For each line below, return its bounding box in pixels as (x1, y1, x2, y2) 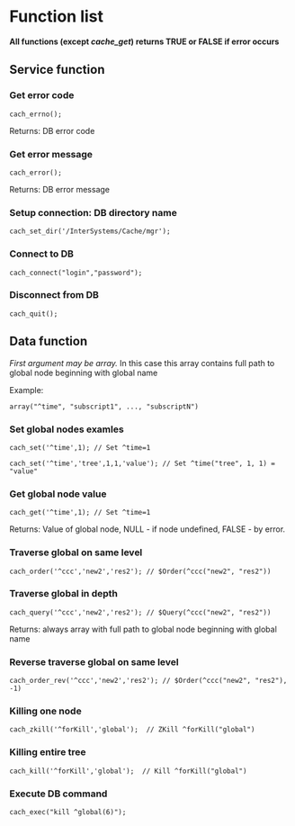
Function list (9, 6, 104, 27)
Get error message (9, 148, 93, 160)
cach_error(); (9, 168, 63, 177)
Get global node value (9, 488, 107, 500)
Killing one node (9, 705, 83, 717)
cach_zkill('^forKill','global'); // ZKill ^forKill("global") (9, 725, 255, 734)
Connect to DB (9, 247, 75, 260)
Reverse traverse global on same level (9, 655, 180, 668)
